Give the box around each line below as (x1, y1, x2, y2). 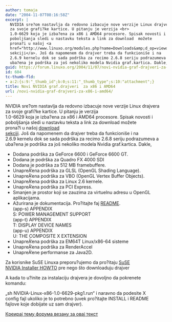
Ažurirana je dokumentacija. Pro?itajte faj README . (12, 200, 121, 206)
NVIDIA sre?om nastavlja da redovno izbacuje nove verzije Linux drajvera (5, 103, 160, 109)
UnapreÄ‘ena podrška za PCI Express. (12, 183, 93, 190)
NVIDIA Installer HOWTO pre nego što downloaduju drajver (5, 264, 130, 271)
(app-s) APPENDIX (12, 205, 53, 212)
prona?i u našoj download (5, 124, 60, 131)
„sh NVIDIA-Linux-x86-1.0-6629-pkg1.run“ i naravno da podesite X (5, 290, 146, 296)
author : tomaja (5, 7, 38, 13)
